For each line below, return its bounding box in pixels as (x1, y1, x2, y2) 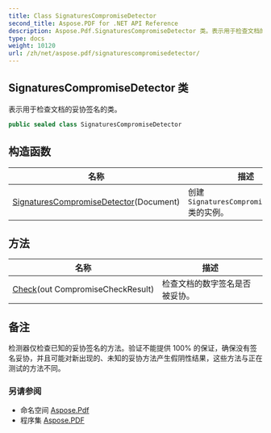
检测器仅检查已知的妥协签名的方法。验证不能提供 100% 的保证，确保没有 (8, 343, 250, 353)
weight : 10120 (8, 42, 56, 50)
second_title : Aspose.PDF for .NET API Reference (8, 19, 179, 27)
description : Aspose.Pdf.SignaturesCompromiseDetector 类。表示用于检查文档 (8, 27, 261, 35)
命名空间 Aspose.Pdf (19, 406, 90, 415)
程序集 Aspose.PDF (19, 415, 85, 425)
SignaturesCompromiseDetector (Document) (12, 195, 181, 207)
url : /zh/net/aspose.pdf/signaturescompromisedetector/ (8, 49, 200, 57)
